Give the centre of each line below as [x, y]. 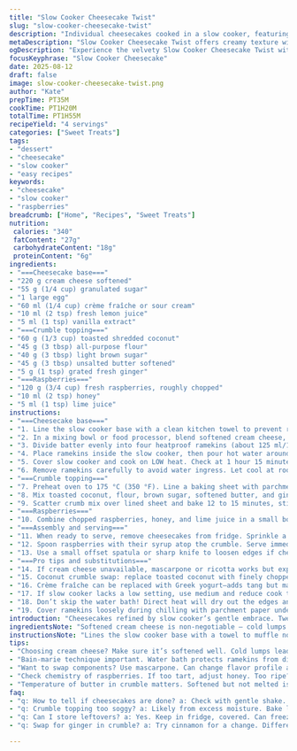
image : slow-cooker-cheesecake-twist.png [87, 83]
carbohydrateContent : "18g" [65, 248]
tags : [19, 141]
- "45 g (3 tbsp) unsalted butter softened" [92, 363]
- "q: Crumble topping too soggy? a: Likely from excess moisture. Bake [146, 709]
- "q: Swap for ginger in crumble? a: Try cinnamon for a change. [134, 726]
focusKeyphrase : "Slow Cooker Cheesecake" [88, 58]
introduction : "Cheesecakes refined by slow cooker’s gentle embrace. [142, 618]
